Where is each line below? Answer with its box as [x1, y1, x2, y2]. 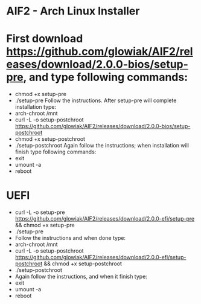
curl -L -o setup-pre [14, 209, 65, 216]
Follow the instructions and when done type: [14, 234, 126, 242]
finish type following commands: [14, 148, 97, 155]
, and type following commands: [23, 71, 188, 84]
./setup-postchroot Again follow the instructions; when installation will [14, 142, 189, 149]
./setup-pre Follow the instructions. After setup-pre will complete [14, 97, 177, 104]
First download [6, 32, 83, 46]
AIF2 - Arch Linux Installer [6, 4, 140, 18]
